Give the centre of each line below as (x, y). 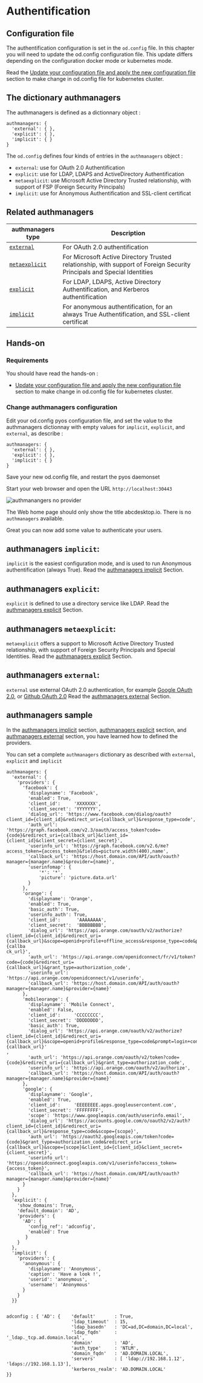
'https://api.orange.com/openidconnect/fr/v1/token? (128, 957)
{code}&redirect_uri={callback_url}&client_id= (67, 835)
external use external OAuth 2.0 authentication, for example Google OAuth (99, 689)
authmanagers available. (35, 518)
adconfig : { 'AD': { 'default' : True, (70, 1316)
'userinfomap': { (50, 867)
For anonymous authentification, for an (118, 306)
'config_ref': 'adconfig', (62, 1227)
